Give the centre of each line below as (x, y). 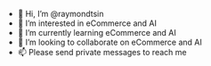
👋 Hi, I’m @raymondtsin (61, 14)
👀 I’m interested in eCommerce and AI (87, 23)
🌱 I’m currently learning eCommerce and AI (97, 33)
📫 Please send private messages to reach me (102, 52)
